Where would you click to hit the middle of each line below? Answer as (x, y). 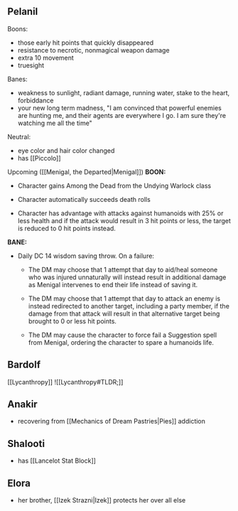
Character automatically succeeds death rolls (84, 199)
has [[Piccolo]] (39, 158)
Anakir (22, 404)
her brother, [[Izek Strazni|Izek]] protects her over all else (102, 500)
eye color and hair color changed (66, 150)
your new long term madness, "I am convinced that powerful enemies (119, 108)
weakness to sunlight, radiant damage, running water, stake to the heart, (124, 92)
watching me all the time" (55, 123)
